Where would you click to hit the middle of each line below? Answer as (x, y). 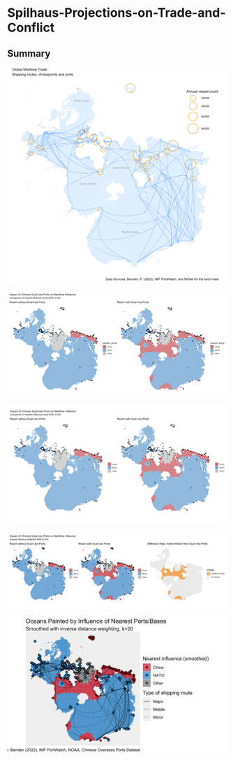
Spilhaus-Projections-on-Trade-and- (116, 13)
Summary (29, 53)
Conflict (31, 28)
